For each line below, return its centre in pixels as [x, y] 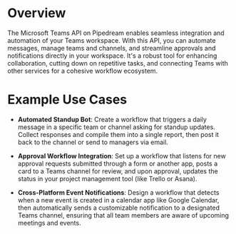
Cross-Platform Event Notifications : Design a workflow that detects [118, 192]
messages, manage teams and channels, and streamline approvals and [112, 48]
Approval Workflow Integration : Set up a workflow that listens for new [122, 156]
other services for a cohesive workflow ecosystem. [83, 71]
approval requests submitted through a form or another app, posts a [118, 163]
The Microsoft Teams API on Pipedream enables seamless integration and [116, 33]
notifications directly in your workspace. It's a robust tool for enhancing [112, 56]
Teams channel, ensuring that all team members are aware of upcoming [123, 215]
